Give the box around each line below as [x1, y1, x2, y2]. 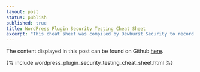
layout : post [6, 8, 39, 15]
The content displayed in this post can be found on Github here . [6, 47, 163, 55]
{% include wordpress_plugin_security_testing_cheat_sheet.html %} [6, 59, 174, 67]
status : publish [6, 14, 47, 20]
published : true [6, 20, 47, 26]
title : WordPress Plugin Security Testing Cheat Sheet [6, 25, 146, 32]
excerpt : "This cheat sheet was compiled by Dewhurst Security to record [6, 31, 195, 37]
